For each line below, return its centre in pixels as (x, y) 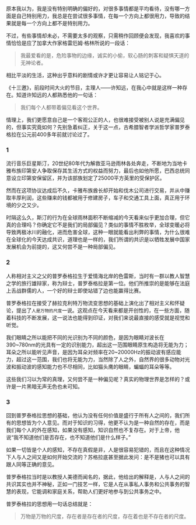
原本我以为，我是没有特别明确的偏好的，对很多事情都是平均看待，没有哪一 (95, 8)
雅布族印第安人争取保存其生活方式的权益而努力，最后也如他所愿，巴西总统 (95, 171)
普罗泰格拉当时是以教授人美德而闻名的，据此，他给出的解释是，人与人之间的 (98, 476)
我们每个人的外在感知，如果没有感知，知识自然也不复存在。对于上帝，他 (93, 430)
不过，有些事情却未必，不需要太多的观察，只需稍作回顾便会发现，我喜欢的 (95, 36)
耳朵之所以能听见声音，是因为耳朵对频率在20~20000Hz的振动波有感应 (91, 352)
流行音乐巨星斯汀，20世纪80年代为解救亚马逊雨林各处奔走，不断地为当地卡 (97, 163)
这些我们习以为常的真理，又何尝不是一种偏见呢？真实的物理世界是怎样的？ (95, 379)
